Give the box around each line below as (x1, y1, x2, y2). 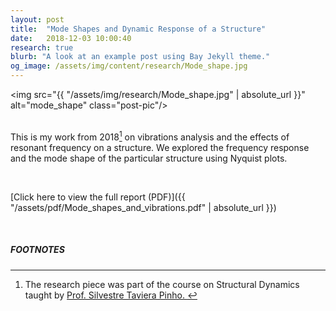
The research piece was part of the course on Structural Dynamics (24, 278, 300, 290)
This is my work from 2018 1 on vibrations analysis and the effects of (10, 129, 290, 143)
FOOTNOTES (10, 244, 65, 256)
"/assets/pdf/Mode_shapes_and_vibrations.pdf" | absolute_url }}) (10, 201, 277, 213)
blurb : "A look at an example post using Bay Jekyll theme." (10, 52, 271, 62)
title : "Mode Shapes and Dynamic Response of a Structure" (10, 24, 267, 34)
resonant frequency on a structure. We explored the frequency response (10, 141, 310, 153)
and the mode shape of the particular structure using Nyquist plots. (10, 152, 288, 164)
